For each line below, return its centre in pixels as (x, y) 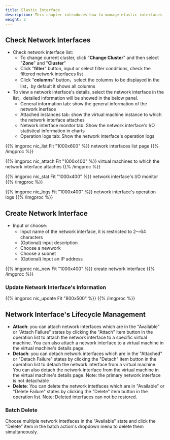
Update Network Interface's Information (56, 287)
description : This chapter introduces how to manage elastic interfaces (84, 15)
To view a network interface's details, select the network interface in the (88, 92)
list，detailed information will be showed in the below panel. (75, 98)
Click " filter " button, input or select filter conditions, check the (86, 69)
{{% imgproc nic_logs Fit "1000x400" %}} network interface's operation (81, 192)
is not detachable (31, 381)
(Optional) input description (49, 243)
